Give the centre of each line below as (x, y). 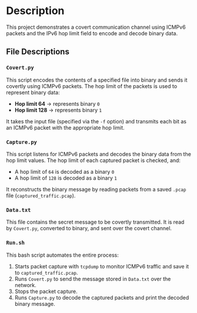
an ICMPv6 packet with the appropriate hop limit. (65, 127)
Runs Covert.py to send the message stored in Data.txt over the (93, 279)
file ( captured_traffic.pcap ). (41, 196)
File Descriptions (38, 52)
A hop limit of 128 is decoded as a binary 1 (66, 178)
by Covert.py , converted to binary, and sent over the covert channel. (89, 228)
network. (25, 285)
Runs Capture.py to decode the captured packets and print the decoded (102, 297)
